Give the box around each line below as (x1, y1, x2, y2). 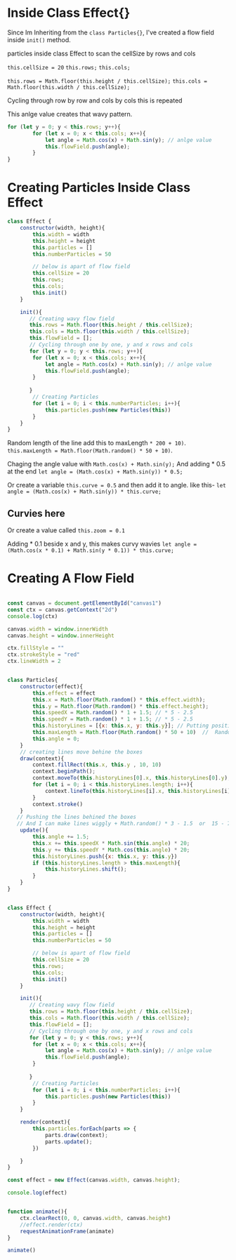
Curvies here (7, 507, 65, 519)
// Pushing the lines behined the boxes (16, 813, 137, 821)
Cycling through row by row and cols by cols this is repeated (7, 96, 183, 105)
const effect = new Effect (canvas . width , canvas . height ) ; (7, 1176, 181, 1184)
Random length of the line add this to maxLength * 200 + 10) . (7, 439, 186, 447)
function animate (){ (7, 1208, 68, 1215)
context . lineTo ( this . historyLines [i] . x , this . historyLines (44, 787, 221, 794)
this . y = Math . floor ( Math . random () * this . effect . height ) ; (32, 702, 209, 710)
